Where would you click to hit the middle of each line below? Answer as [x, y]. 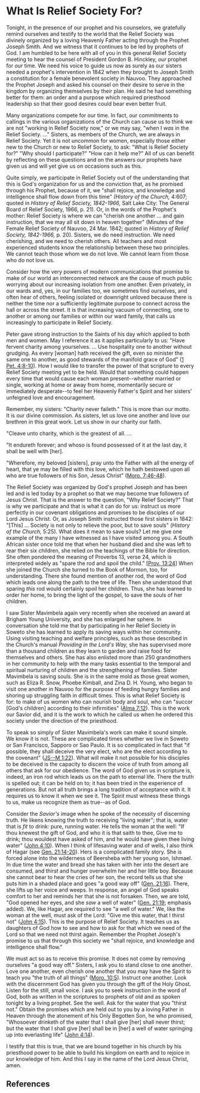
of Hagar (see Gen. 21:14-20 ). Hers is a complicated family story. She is [94, 852]
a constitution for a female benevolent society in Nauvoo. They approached [99, 78]
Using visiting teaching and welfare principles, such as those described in [97, 638]
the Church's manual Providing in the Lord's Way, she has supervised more [99, 644]
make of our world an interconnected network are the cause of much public [99, 278]
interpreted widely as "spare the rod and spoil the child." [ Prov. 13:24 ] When [100, 563]
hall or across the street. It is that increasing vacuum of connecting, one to [98, 309]
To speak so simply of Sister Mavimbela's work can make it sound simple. [97, 732]
